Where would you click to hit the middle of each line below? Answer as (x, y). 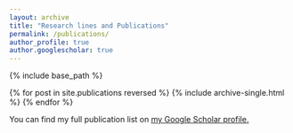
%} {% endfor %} (41, 102)
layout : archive (39, 17)
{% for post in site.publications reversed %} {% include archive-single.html (147, 93)
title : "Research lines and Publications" (89, 26)
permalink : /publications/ (59, 34)
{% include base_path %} (56, 75)
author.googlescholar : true (61, 51)
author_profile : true (49, 42)
